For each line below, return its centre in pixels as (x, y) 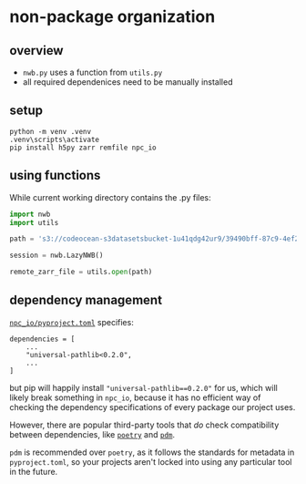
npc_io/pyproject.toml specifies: (71, 322)
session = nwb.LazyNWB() (56, 256)
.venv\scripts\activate (55, 139)
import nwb (30, 214)
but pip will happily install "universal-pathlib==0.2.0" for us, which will (143, 387)
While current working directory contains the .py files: (110, 197)
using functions (55, 175)
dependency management (86, 300)
